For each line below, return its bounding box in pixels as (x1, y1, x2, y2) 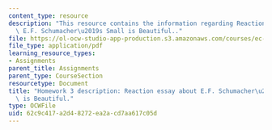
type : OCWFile (8, 102, 57, 110)
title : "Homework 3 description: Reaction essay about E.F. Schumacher (8, 86, 255, 95)
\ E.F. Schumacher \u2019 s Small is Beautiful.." (15, 27, 183, 35)
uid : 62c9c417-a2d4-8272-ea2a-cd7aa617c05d (8, 110, 158, 118)
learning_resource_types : (8, 49, 96, 57)
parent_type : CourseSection (8, 72, 104, 80)
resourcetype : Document (8, 79, 89, 87)
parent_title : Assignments (8, 65, 100, 73)
